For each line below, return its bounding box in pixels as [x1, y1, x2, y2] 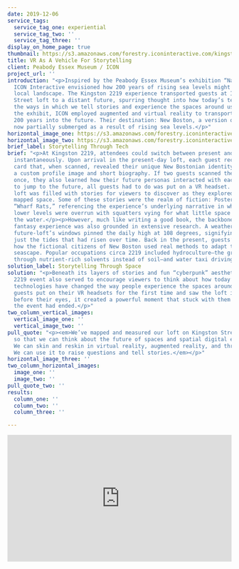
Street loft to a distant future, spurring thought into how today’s [14, 97, 224, 104]
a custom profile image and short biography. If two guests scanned [14, 169, 221, 177]
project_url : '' [7, 70, 55, 77]
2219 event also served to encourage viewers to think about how [14, 276, 212, 283]
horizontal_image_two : [7, 136, 75, 143]
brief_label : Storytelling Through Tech [7, 143, 129, 151]
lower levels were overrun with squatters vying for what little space [14, 210, 231, 217]
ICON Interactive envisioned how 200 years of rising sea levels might [14, 84, 231, 91]
